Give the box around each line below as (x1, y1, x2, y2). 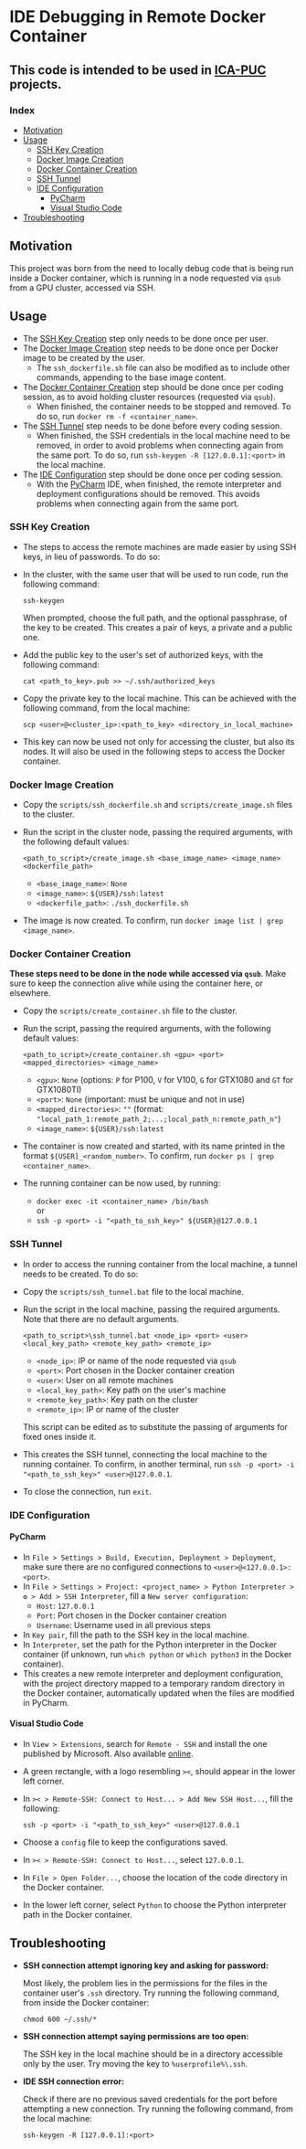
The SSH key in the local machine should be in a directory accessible (22, 2048, 283, 2059)
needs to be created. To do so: (22, 1268, 139, 1279)
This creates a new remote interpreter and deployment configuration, (22, 1667, 283, 1678)
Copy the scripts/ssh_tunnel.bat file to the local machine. (22, 1286, 245, 1297)
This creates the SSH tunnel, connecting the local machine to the (22, 1448, 268, 1459)
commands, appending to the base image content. (36, 372, 227, 383)
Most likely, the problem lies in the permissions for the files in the (22, 1977, 268, 1988)
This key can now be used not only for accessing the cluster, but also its (22, 736, 295, 746)
